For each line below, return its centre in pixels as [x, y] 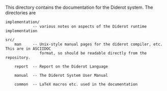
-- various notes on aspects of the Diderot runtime [89, 26]
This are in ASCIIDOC [28, 49]
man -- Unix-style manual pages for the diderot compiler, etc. [89, 44]
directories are [21, 13]
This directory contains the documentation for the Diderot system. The [79, 7]
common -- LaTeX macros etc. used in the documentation [76, 84]
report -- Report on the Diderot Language [61, 67]
